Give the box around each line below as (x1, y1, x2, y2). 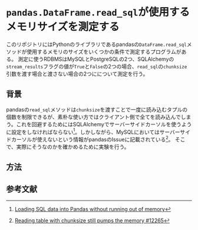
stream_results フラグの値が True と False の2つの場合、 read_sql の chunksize (6, 63, 187, 70)
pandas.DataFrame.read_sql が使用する (6, 5, 190, 19)
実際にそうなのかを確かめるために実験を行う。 (16, 143, 130, 150)
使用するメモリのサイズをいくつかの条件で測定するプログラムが (26, 48, 181, 55)
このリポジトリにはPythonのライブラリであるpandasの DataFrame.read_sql (6, 41, 187, 48)
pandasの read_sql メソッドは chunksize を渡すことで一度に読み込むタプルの (6, 106, 187, 113)
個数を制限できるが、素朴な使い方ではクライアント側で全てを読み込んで (6, 113, 181, 120)
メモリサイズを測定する (6, 20, 120, 34)
